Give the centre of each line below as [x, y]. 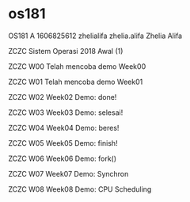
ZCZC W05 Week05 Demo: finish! [63, 143]
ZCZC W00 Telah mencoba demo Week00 [77, 66]
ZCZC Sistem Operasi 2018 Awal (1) [66, 51]
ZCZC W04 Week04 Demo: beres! [64, 128]
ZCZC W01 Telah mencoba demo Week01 [76, 82]
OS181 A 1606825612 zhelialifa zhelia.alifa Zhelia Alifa [95, 36]
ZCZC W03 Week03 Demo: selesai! [66, 112]
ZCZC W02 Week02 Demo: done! [63, 97]
